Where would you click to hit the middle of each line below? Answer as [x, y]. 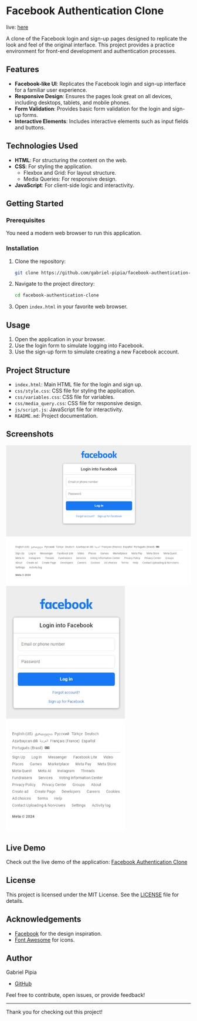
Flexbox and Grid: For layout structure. [70, 172]
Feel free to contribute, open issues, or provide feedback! [76, 995]
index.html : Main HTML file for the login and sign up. [78, 384]
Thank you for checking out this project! [54, 1012]
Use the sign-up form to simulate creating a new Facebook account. [97, 352]
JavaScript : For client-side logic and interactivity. [74, 185]
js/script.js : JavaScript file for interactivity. [69, 409]
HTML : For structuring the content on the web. [71, 160]
